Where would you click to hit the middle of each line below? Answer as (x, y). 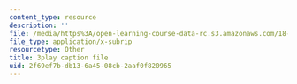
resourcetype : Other (47, 50)
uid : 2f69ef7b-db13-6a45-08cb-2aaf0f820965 (91, 66)
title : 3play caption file (59, 58)
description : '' (39, 25)
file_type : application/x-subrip (71, 42)
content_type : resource (53, 17)
